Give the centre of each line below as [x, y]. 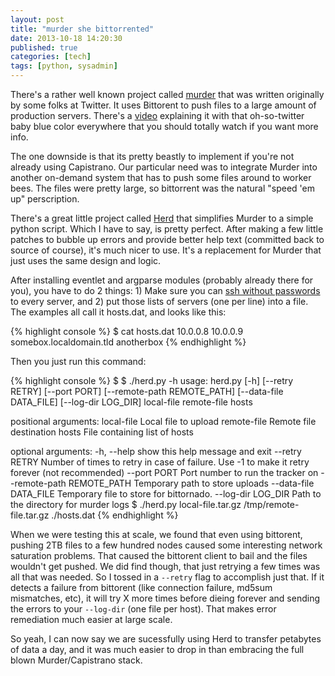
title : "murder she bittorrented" [82, 29]
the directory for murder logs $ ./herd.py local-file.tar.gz [126, 504]
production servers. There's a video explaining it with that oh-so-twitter [157, 115]
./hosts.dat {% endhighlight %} [115, 515]
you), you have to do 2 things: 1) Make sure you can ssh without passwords [165, 290]
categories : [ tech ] [51, 57]
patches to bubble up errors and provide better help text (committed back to [167, 239]
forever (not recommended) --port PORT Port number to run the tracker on [164, 472]
